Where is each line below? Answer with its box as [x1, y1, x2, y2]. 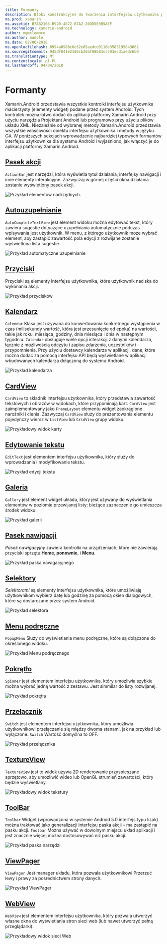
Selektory [5, 574, 36, 582]
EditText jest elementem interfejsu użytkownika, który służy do [5, 454, 135, 460]
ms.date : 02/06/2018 [5, 40, 48, 45]
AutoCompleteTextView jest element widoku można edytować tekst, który [5, 219, 153, 225]
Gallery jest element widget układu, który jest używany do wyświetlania [5, 496, 153, 502]
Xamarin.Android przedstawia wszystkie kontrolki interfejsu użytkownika [5, 101, 154, 107]
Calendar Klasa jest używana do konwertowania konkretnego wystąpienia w [5, 321, 161, 327]
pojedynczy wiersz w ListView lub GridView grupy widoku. [5, 417, 125, 423]
